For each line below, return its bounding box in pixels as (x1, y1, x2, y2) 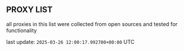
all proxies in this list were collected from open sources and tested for (6, 20, 178, 27)
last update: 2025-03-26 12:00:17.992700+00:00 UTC (6, 38, 135, 45)
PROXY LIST (6, 5, 53, 15)
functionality (6, 27, 37, 34)
